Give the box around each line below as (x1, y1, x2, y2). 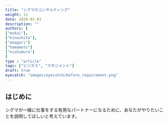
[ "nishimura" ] (5, 49, 35, 54)
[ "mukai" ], (5, 31, 28, 36)
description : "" (5, 21, 39, 27)
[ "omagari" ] (5, 40, 30, 45)
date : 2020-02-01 (5, 17, 42, 22)
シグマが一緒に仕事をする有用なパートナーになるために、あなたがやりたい (5, 106, 159, 113)
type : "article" (5, 59, 42, 64)
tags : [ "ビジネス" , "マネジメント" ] (5, 63, 74, 68)
